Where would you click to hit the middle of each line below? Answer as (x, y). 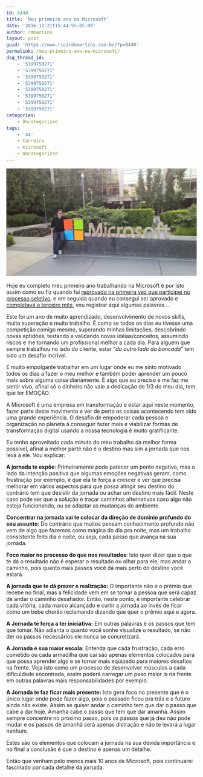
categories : (21, 115)
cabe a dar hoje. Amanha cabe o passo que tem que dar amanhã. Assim (96, 712)
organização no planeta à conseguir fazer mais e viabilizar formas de (92, 424)
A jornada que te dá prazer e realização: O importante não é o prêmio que (99, 586)
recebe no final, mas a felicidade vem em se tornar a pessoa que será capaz (101, 592)
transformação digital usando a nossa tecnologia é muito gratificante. (93, 430)
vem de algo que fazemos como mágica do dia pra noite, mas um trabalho (99, 531)
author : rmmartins (29, 32)
